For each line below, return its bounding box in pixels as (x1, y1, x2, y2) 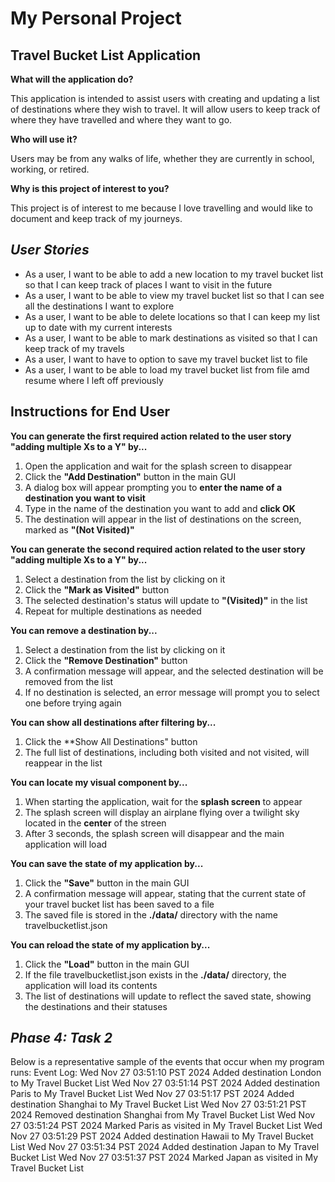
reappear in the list (24, 757, 103, 769)
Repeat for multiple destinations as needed (24, 605, 202, 617)
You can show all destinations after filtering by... (10, 716, 217, 728)
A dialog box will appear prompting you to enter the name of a (24, 481, 283, 493)
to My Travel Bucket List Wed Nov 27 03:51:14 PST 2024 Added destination (10, 1077, 320, 1089)
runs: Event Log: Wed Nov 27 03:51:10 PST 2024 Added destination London (10, 1067, 322, 1079)
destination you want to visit (24, 492, 146, 504)
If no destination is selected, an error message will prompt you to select (24, 686, 320, 698)
